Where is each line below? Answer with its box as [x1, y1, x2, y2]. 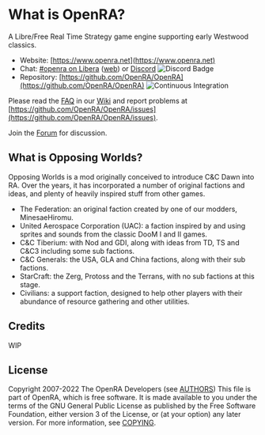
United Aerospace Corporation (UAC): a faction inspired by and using [19, 221, 246, 230]
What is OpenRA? [8, 6, 126, 24]
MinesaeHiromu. [19, 212, 74, 222]
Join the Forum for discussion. [8, 128, 108, 138]
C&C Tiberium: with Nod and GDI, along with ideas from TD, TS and [19, 237, 240, 247]
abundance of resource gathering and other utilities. [19, 297, 190, 306]
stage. [19, 279, 41, 289]
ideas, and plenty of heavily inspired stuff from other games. [8, 188, 206, 199]
